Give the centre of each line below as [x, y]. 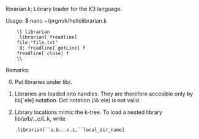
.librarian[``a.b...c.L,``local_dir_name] [69, 130]
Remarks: [18, 70]
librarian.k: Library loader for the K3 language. [64, 9]
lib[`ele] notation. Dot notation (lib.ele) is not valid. [77, 100]
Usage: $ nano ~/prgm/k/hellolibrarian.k [56, 21]
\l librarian [33, 32]
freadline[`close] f [43, 53]
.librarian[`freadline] [47, 37]
